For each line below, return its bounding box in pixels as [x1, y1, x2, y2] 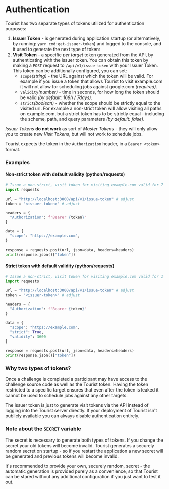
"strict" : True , [10, 329, 44, 334]
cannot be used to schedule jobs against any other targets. [5, 393, 128, 399]
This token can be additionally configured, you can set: [12, 67, 127, 74]
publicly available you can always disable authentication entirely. [5, 413, 140, 419]
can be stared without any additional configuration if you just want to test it [5, 473, 161, 479]
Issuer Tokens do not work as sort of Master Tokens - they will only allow [5, 125, 158, 132]
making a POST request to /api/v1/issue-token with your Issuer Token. [12, 62, 158, 68]
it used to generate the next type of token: [12, 46, 100, 52]
